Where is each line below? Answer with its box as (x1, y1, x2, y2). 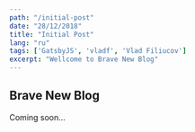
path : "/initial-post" (9, 13, 94, 22)
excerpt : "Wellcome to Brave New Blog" (9, 55, 159, 64)
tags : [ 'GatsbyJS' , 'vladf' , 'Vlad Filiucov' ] (9, 47, 187, 56)
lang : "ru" (9, 38, 50, 48)
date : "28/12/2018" (9, 22, 83, 31)
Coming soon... (9, 111, 66, 122)
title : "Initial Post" (9, 30, 94, 39)
